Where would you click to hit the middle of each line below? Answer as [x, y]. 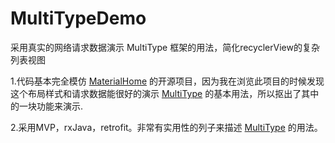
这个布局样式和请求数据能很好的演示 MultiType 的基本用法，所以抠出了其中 [165, 93]
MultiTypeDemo [78, 18]
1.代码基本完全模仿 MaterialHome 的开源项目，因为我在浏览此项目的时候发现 [167, 81]
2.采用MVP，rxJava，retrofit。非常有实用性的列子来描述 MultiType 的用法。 [166, 127]
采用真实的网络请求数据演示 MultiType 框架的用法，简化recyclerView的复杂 [165, 47]
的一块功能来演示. [47, 106]
